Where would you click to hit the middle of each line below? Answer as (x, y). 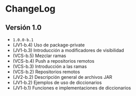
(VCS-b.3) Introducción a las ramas (50, 66)
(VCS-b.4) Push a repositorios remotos (53, 61)
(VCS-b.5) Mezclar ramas (39, 56)
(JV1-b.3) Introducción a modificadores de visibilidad (68, 50)
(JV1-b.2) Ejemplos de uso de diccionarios (57, 82)
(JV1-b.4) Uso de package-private (49, 45)
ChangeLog (30, 9)
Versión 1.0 (23, 28)
